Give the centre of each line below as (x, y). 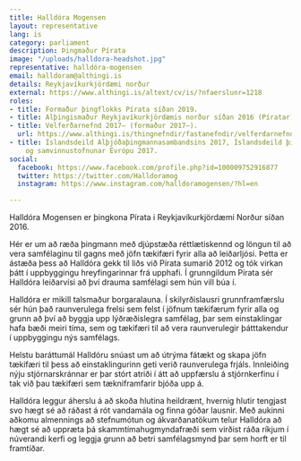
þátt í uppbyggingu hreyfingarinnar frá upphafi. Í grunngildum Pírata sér (141, 273)
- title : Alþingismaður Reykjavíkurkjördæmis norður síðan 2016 (132, 117)
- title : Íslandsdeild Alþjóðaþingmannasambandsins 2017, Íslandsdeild (146, 142)
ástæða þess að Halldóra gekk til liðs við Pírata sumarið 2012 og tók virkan (146, 263)
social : (24, 159)
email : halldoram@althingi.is (66, 76)
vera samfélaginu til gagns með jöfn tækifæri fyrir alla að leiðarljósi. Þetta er (149, 254)
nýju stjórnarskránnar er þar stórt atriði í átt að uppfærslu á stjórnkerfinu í (144, 374)
